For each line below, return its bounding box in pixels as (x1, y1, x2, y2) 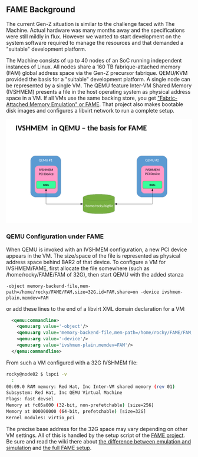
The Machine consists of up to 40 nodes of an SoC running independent (6, 57, 182, 64)
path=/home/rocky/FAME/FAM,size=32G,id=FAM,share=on (6, 289, 138, 295)
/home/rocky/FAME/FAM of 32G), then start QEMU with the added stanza (6, 271, 184, 278)
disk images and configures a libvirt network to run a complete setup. (6, 107, 175, 114)
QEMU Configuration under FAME (6, 232, 104, 241)
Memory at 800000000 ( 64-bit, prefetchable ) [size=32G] (6, 409, 146, 415)
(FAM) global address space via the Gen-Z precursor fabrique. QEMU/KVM (6, 69, 188, 76)
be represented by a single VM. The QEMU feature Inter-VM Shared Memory (6, 82, 192, 89)
